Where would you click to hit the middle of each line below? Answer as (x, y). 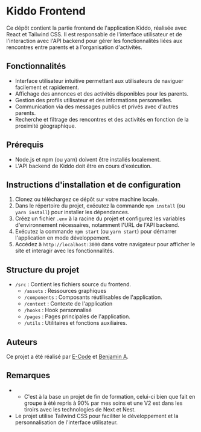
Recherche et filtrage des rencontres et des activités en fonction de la (102, 119)
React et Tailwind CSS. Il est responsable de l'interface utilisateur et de (94, 34)
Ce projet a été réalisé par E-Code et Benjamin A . (67, 356)
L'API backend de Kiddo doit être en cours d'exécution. (83, 166)
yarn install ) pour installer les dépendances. (72, 212)
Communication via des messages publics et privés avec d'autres (97, 106)
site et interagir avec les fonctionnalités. (65, 251)
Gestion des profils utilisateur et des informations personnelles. (94, 100)
